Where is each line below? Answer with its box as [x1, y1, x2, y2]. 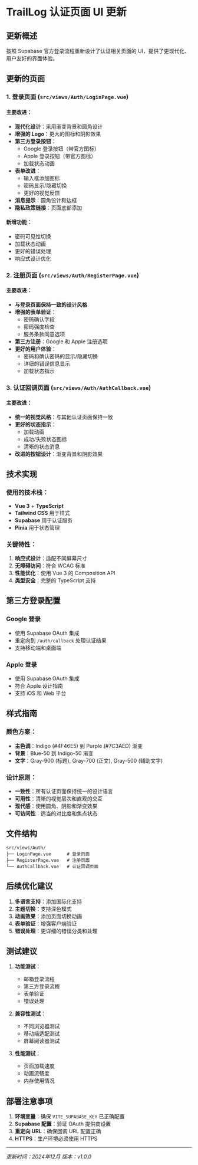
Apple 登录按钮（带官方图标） [23, 152, 96, 159]
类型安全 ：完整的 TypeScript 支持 [14, 576, 96, 584]
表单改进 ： [14, 167, 41, 174]
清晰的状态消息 [23, 443, 60, 450]
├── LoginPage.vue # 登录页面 [6, 851, 90, 857]
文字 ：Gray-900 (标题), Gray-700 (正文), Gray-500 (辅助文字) [14, 757, 163, 764]
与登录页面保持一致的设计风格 [14, 301, 87, 308]
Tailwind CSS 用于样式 [14, 509, 71, 516]
